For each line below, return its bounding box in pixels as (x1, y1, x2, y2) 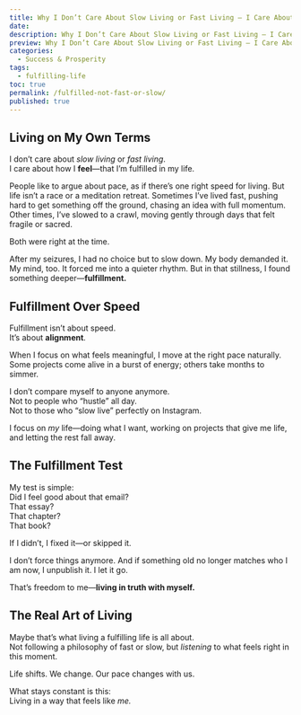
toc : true (9, 80, 47, 89)
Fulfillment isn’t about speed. (9, 322, 116, 333)
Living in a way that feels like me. (9, 695, 132, 706)
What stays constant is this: (9, 685, 112, 696)
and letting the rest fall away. (9, 432, 116, 443)
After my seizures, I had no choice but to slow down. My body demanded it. (9, 253, 288, 265)
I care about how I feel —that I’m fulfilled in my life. (9, 163, 195, 174)
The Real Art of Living (9, 608, 133, 623)
